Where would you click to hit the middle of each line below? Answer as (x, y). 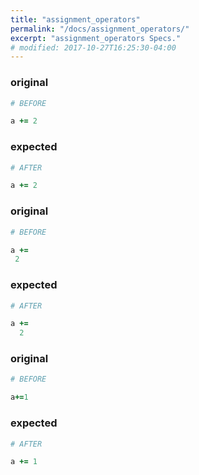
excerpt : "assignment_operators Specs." (96, 38)
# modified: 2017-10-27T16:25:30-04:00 (93, 47)
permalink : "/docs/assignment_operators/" (100, 29)
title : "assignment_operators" (75, 19)
